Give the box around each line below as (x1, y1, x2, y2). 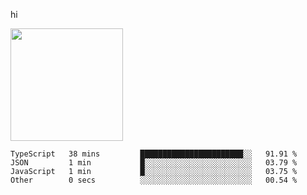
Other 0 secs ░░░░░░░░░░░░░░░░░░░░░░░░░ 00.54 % (10, 175, 298, 185)
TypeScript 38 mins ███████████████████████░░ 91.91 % (10, 149, 298, 159)
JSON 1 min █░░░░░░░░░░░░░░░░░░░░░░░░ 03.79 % (10, 158, 298, 168)
